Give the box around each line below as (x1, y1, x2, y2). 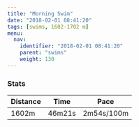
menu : (7, 29, 23, 37)
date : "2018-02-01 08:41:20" (7, 17, 92, 24)
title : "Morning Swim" (7, 10, 73, 17)
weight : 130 (20, 56, 54, 63)
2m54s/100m (82, 109, 129, 119)
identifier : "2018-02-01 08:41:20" (20, 43, 124, 50)
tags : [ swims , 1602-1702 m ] (7, 23, 89, 30)
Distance (10, 97, 41, 107)
